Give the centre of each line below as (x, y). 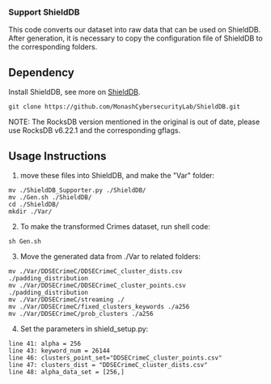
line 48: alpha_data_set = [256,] (67, 372)
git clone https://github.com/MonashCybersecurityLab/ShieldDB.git (125, 107)
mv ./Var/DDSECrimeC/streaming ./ (67, 299)
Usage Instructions (57, 156)
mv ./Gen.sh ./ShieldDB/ (50, 197)
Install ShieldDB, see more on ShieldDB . (74, 92)
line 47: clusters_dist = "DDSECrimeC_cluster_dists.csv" (108, 365)
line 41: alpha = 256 (45, 343)
